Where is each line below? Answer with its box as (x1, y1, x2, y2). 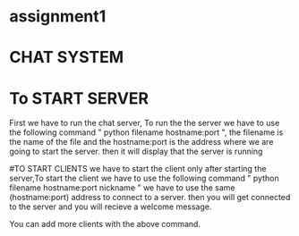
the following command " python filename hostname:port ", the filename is (9, 127, 284, 138)
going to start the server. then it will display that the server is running (9, 146, 263, 157)
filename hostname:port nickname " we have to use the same (9, 182, 235, 193)
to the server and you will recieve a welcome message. (9, 201, 212, 212)
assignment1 (9, 6, 107, 27)
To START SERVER (9, 88, 149, 108)
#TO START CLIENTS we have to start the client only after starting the (9, 164, 267, 174)
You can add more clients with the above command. (9, 219, 201, 230)
